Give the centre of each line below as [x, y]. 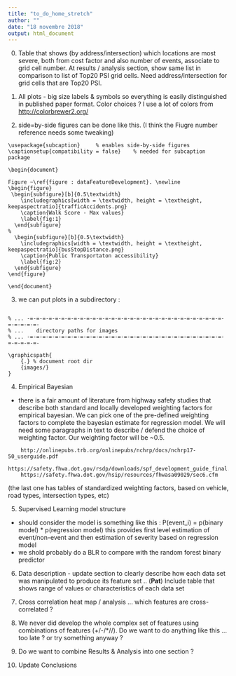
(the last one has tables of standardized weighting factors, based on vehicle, [118, 488]
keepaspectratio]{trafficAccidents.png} [68, 207]
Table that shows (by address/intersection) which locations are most [117, 53]
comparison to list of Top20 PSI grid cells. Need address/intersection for [123, 76]
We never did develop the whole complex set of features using [108, 623]
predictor [31, 560]
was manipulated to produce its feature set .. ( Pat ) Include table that [116, 581]
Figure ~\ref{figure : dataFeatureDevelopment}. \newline [94, 182]
